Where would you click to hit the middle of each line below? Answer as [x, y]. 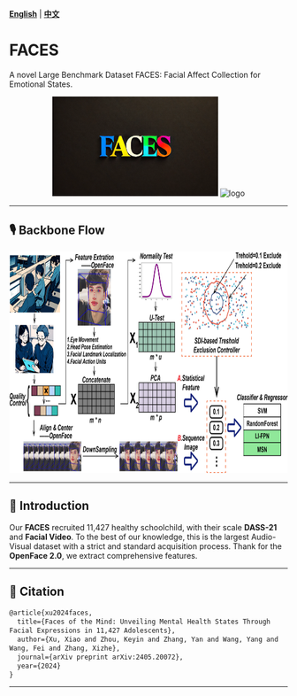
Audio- [263, 537]
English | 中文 [34, 14]
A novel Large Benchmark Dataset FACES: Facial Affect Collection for [135, 74]
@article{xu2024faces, [51, 613]
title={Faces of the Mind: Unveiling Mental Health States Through [144, 622]
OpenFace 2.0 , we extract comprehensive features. [103, 555]
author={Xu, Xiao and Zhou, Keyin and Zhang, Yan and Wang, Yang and [148, 640]
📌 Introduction [49, 506]
